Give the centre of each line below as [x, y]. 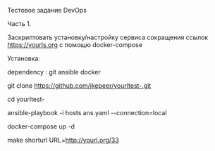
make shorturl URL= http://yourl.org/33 [63, 140]
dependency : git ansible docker [54, 72]
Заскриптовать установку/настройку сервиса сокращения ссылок [108, 37]
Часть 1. [19, 24]
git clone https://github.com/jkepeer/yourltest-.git [79, 86]
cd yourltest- [26, 99]
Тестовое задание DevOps [47, 10]
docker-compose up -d [41, 126]
